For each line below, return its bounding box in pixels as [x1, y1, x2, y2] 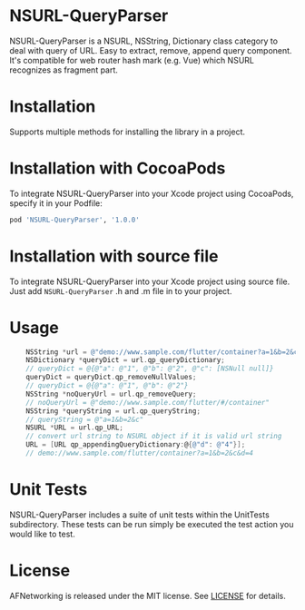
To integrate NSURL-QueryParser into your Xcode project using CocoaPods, [9, 188, 294, 199]
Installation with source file [9, 246, 219, 266]
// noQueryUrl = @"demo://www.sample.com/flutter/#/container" [25, 398, 271, 407]
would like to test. [9, 528, 75, 539]
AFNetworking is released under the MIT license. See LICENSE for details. [9, 590, 286, 601]
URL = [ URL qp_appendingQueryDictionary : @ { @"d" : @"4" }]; [25, 440, 246, 449]
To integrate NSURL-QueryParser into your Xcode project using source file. [9, 276, 290, 287]
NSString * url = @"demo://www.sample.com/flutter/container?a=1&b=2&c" [25, 347, 302, 357]
